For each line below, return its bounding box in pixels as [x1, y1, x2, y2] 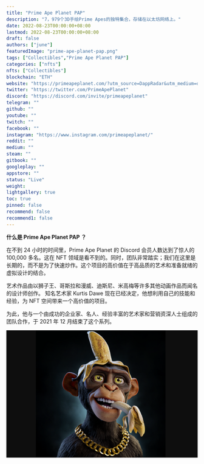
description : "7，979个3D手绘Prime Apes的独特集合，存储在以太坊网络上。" [6, 16, 181, 23]
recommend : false [6, 209, 50, 215]
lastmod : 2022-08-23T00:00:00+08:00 [6, 29, 99, 35]
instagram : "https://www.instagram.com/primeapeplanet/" [6, 131, 154, 138]
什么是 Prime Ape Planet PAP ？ [6, 233, 87, 240]
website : [6, 80, 29, 86]
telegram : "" [6, 100, 39, 106]
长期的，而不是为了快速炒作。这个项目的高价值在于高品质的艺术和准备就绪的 [6, 261, 198, 269]
